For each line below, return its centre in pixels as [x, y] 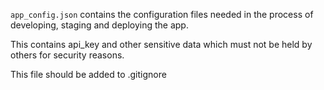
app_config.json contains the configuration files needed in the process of [162, 14]
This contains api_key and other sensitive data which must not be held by [161, 44]
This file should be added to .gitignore [88, 74]
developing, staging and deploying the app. [99, 25]
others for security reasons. [67, 55]
